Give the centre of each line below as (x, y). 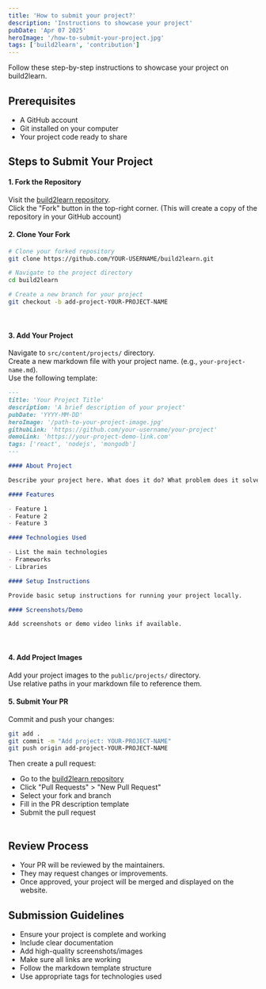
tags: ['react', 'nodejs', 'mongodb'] (72, 445)
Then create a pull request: (52, 764)
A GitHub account (49, 120)
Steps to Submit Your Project (80, 162)
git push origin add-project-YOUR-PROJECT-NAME (88, 748)
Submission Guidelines (66, 915)
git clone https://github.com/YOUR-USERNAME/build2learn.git (111, 258)
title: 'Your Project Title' (56, 400)
